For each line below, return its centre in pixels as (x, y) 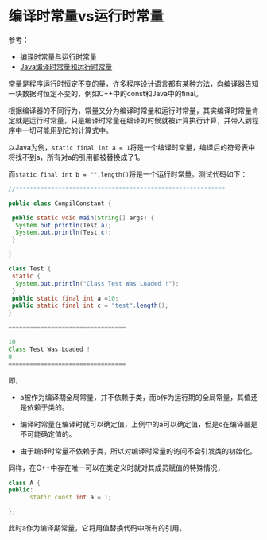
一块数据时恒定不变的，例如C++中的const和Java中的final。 (105, 93)
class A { (25, 483)
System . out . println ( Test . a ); (64, 225)
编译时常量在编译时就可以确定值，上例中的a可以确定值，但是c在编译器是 (139, 424)
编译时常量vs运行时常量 (86, 16)
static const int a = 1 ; (70, 498)
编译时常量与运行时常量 (58, 56)
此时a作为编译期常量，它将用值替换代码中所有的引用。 (97, 528)
